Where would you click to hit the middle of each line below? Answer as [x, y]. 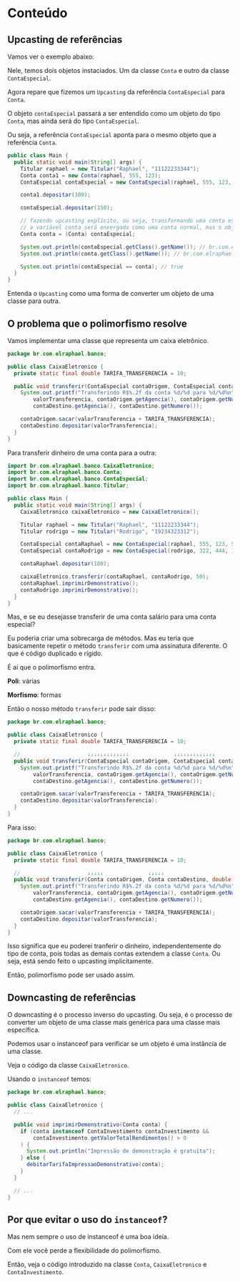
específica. [24, 1030]
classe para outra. [34, 301]
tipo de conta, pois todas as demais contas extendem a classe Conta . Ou [114, 954]
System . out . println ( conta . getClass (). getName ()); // [100, 254]
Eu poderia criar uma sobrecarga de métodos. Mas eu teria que [101, 638]
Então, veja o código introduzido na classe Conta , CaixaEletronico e [107, 1264]
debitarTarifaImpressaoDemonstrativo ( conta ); [95, 1165]
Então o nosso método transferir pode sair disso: [82, 709]
